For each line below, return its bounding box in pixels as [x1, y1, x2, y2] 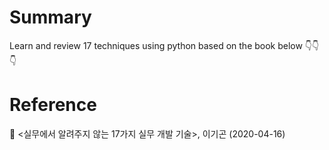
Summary [9, 6, 92, 29]
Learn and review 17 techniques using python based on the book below [9, 39, 303, 51]
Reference [9, 94, 97, 116]
